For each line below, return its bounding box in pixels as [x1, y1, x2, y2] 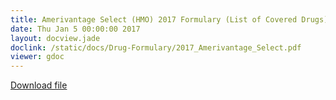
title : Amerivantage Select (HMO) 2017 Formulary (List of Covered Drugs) [10, 14, 329, 25]
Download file [10, 79, 68, 91]
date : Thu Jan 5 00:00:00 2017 [10, 24, 141, 34]
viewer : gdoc [10, 52, 65, 62]
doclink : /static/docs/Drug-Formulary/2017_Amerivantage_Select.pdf [10, 42, 302, 53]
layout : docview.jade [10, 33, 101, 43]
